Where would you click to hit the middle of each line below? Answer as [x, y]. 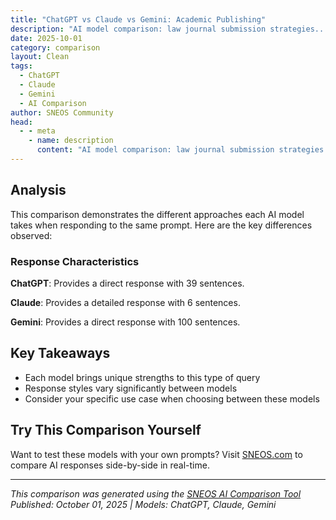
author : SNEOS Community [62, 112]
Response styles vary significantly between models [131, 388]
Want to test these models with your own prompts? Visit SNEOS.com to [156, 454]
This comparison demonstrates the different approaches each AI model [157, 214]
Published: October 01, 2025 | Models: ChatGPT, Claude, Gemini [143, 504]
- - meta [37, 131]
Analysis [38, 190]
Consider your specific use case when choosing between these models [172, 398]
